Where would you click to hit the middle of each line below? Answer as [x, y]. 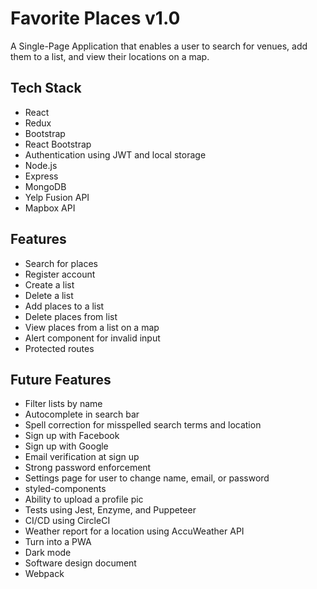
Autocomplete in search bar [82, 414]
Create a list [49, 284]
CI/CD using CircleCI [67, 521]
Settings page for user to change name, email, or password [147, 478]
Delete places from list [71, 316]
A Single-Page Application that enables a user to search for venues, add [159, 46]
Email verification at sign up [82, 457]
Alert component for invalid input [92, 338]
